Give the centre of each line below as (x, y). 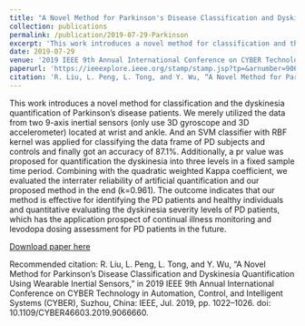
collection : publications (58, 26)
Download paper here (50, 246)
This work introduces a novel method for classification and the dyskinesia (147, 103)
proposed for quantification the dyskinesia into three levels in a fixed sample (152, 161)
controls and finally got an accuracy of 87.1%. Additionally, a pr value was (147, 151)
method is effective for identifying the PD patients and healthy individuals (147, 199)
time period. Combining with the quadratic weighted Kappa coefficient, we (148, 170)
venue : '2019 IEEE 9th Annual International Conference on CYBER (135, 60)
